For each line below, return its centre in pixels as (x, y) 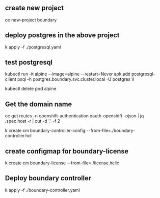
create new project (34, 8)
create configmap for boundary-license (67, 151)
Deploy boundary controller (48, 178)
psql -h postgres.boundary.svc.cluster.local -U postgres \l (76, 79)
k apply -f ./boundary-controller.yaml (42, 190)
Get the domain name (39, 104)
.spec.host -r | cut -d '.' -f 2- (34, 121)
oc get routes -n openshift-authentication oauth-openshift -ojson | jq (75, 116)
